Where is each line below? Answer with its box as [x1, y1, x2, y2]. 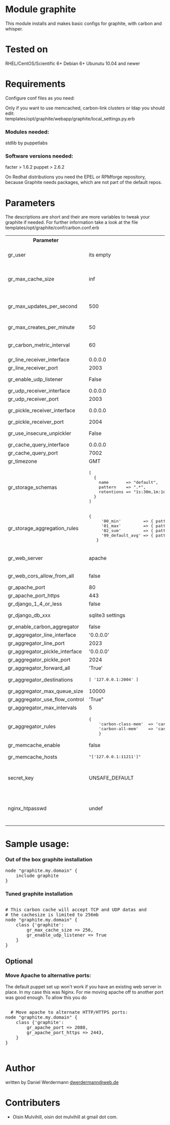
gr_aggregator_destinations [8, 676, 73, 683]
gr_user [8, 252, 26, 259]
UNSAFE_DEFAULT [89, 774, 134, 782]
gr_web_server [8, 555, 43, 562]
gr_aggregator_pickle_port [8, 657, 71, 664]
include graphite [16, 872, 59, 879]
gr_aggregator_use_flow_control [8, 696, 84, 703]
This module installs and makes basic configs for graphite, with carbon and [5, 20, 162, 26]
